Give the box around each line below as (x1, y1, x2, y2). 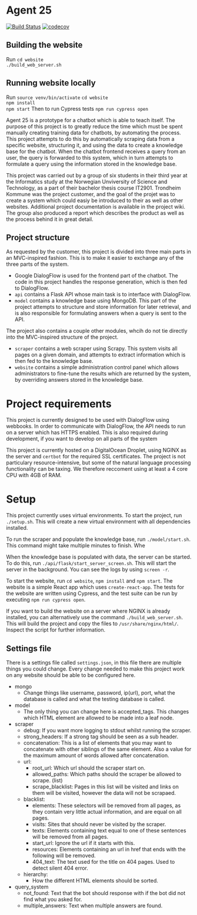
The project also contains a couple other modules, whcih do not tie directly (6, 328, 188, 335)
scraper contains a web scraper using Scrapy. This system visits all (14, 345, 178, 352)
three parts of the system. (6, 260, 69, 268)
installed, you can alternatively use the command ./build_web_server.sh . (6, 614, 183, 621)
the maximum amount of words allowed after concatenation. (23, 752, 169, 759)
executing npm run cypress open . (6, 596, 86, 603)
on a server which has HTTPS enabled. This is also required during (6, 429, 168, 436)
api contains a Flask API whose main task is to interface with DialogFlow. (14, 291, 191, 298)
